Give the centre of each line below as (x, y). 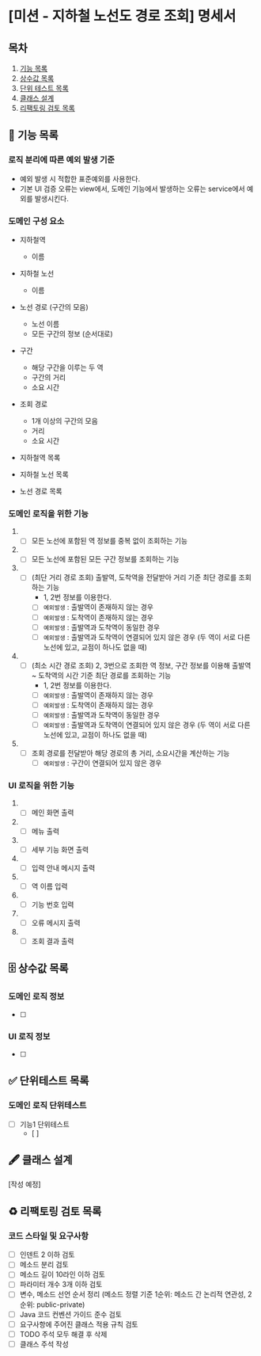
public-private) (61, 1305)
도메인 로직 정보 (36, 996)
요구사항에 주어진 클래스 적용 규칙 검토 (79, 1324)
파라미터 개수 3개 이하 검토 (61, 1285)
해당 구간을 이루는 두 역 (68, 367)
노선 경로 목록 (41, 491)
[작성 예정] (25, 1184)
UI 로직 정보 (29, 1036)
